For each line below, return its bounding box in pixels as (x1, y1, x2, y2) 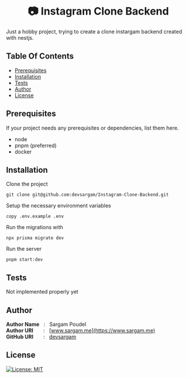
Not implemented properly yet (6, 288, 78, 295)
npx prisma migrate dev (6, 235, 64, 241)
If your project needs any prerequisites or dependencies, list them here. (6, 124, 179, 131)
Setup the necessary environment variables (6, 202, 111, 209)
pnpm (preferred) (14, 142, 57, 149)
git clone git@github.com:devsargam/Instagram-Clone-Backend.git (6, 192, 169, 198)
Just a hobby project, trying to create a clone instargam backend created (6, 28, 183, 35)
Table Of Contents (6, 51, 74, 62)
